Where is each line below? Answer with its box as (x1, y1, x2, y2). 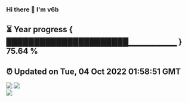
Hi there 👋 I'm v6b (6, 5, 59, 14)
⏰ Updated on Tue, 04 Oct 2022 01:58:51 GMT (6, 66, 181, 76)
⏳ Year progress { (6, 24, 73, 35)
